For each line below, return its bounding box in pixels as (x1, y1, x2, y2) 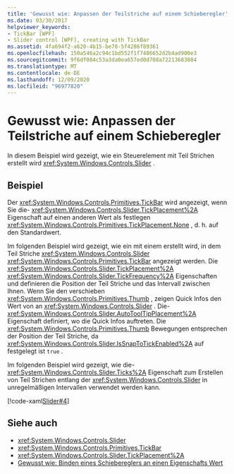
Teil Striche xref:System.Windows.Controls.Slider (7, 249, 150, 258)
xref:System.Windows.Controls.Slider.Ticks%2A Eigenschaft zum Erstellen (7, 368, 223, 377)
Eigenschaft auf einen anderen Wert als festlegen (7, 213, 151, 221)
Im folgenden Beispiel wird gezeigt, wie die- (7, 361, 135, 369)
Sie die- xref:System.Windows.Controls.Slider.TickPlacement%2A (7, 206, 199, 214)
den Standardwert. (7, 228, 62, 237)
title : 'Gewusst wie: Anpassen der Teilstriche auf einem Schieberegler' (7, 10, 229, 18)
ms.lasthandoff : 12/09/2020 (7, 76, 90, 83)
